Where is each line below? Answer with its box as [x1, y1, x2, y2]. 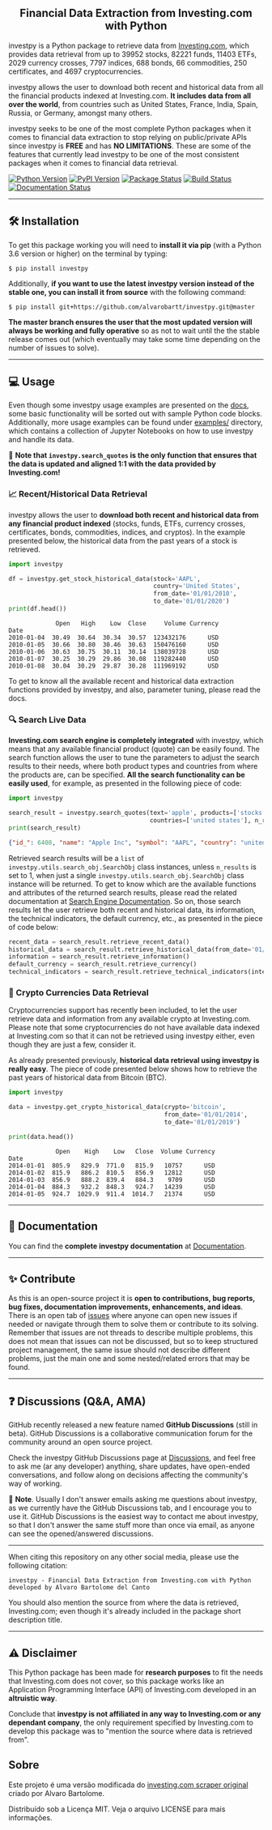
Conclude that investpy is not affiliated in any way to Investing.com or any [8, 1708, 261, 1718]
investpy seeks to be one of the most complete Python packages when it [8, 123, 252, 133]
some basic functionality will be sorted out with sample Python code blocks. [8, 409, 263, 419]
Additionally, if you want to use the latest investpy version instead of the [8, 279, 255, 288]
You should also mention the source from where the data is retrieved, [8, 1598, 239, 1607]
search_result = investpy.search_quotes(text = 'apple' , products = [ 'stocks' [8, 809, 266, 817]
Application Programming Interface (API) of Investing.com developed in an [8, 1684, 257, 1694]
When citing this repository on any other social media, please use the [8, 1552, 240, 1562]
